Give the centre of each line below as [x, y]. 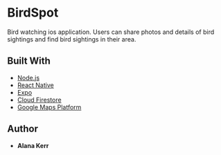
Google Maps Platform [49, 107]
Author [23, 129]
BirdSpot [33, 13]
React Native [35, 85]
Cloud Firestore [39, 100]
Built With [29, 61]
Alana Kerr [33, 145]
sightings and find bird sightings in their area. [72, 39]
